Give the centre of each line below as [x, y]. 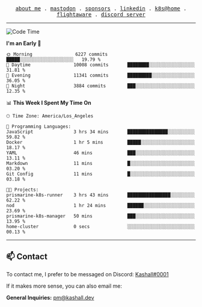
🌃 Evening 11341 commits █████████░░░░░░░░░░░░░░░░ [101, 75]
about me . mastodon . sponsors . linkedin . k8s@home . [101, 8]
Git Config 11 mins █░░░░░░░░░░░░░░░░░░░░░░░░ [101, 174]
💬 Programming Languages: [38, 126]
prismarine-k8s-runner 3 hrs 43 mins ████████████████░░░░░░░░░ [101, 195]
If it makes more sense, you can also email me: [64, 286]
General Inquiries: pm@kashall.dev [50, 297]
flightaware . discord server [101, 14]
